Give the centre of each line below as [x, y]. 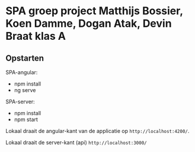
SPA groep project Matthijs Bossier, [94, 11]
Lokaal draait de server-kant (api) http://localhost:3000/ [76, 142]
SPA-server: [20, 102]
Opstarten [25, 58]
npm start [26, 119]
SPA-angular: [22, 72]
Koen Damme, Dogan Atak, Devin [89, 23]
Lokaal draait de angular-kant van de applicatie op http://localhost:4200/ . [97, 131]
